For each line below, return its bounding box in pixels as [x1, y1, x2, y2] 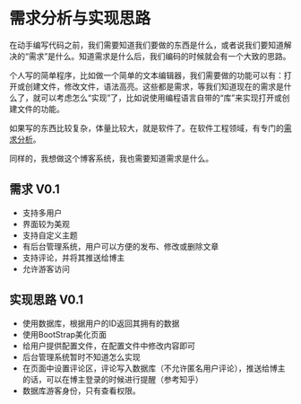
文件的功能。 [16, 103, 64, 114]
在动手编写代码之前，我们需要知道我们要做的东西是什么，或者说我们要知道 [9, 40, 284, 50]
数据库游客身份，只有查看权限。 [21, 385, 141, 396]
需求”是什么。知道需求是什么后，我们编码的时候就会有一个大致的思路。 [28, 50, 291, 61]
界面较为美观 [21, 218, 70, 229]
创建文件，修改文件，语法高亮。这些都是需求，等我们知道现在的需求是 [24, 81, 284, 92]
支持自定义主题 [21, 230, 78, 241]
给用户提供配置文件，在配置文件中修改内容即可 [21, 340, 195, 351]
